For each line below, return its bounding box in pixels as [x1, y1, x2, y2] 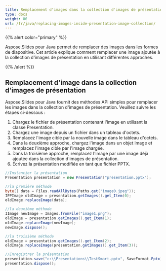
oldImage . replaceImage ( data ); [5, 198, 68, 203]
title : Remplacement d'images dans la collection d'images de [5, 7, 136, 12]
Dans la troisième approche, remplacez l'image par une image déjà [12, 151, 149, 157]
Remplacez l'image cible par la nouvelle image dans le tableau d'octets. [12, 135, 158, 141]
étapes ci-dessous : [5, 109, 46, 116]
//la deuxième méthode [5, 206, 52, 212]
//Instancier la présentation [5, 170, 68, 175]
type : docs [5, 12, 28, 17]
